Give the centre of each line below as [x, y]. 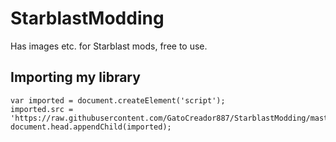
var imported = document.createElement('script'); [118, 100]
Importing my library [75, 77]
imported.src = [42, 109]
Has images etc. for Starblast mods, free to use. [109, 46]
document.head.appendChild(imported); [91, 127]
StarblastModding [87, 18]
